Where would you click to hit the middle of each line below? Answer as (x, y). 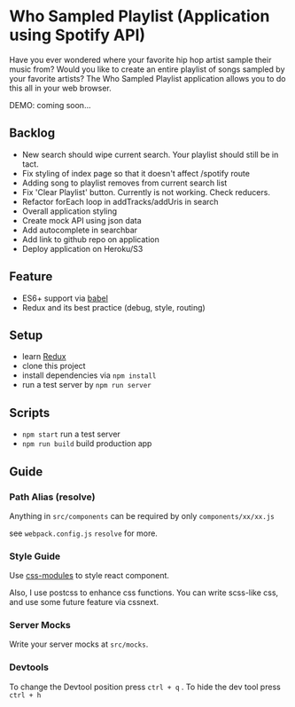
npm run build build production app (87, 444)
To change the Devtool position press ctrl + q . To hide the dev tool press (145, 687)
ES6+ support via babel (65, 298)
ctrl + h (25, 695)
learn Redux (44, 357)
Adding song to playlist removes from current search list (124, 183)
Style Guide (35, 556)
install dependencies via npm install (89, 375)
